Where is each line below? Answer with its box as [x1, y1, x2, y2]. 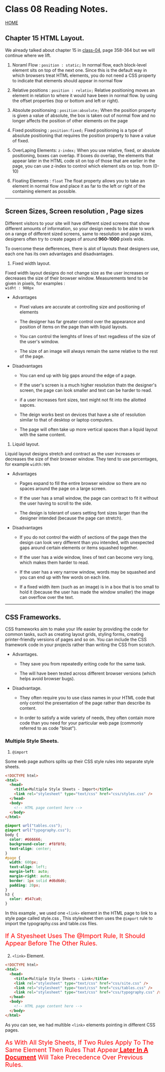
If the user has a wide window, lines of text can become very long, [19, 554, 154, 560]
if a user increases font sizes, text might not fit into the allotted [19, 397, 146, 403]
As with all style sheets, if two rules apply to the [5, 1038, 154, 1046]
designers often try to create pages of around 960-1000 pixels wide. [5, 236, 145, 242]
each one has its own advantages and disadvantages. [5, 250, 114, 257]
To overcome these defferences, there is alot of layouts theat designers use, [5, 245, 160, 251]
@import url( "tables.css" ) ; [5, 823, 63, 829]
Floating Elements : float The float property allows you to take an [12, 177, 145, 183]
